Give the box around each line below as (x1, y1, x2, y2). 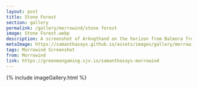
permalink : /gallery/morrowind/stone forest (6, 25, 117, 31)
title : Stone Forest (6, 14, 57, 20)
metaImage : (6, 42, 33, 48)
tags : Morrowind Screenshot (6, 47, 75, 53)
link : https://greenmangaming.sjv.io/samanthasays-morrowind (6, 58, 160, 63)
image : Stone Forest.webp (6, 31, 70, 36)
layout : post (6, 8, 38, 15)
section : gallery (6, 19, 49, 25)
